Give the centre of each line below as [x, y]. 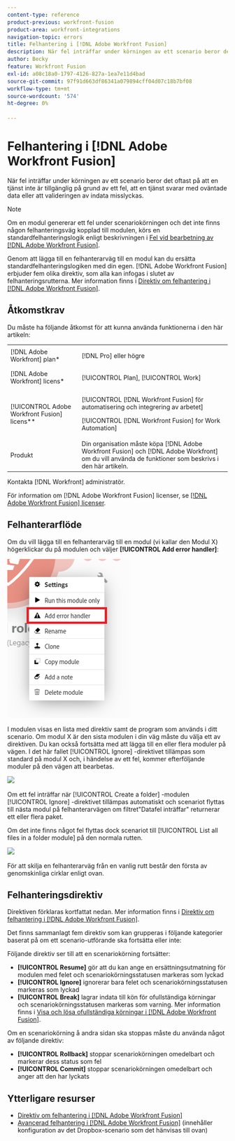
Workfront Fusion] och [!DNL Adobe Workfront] [150, 451]
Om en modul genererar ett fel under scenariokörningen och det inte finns [114, 222]
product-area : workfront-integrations [64, 29]
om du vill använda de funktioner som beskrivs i [150, 459]
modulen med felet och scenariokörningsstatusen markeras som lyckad [120, 975]
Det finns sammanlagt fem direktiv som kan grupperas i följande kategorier [115, 933]
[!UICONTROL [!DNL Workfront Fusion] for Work [151, 421]
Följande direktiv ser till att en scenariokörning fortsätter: [89, 954]
